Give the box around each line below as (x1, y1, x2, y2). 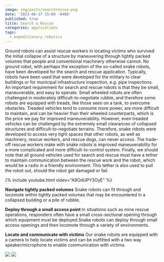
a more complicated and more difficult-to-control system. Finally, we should (5, 146, 158, 152)
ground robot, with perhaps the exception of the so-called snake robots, (5, 63, 151, 69)
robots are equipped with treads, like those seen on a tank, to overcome (5, 100, 150, 106)
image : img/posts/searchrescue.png (5, 7, 78, 12)
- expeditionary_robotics (9, 35, 63, 40)
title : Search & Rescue (5, 21, 54, 26)
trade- (145, 136, 159, 142)
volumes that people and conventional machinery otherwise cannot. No (5, 58, 149, 64)
